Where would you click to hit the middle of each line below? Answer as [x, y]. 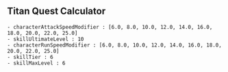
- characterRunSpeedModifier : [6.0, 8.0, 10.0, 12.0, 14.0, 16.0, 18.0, [115, 45]
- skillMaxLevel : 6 [37, 63]
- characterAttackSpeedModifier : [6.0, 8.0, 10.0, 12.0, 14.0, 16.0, [110, 27]
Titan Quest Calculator [56, 11]
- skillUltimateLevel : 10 [46, 39]
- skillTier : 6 [30, 57]
